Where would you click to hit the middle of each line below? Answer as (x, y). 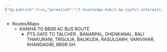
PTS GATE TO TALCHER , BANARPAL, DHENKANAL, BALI (85, 34)
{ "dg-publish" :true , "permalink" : (39, 10)
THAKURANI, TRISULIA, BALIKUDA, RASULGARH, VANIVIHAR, (91, 39)
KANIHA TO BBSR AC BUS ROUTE (54, 29)
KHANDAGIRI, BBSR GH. (52, 44)
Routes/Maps (25, 24)
